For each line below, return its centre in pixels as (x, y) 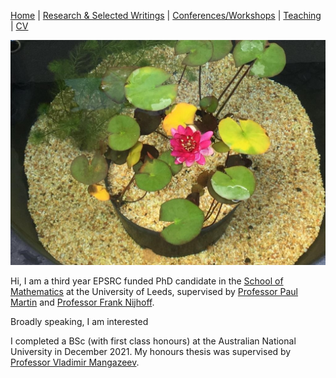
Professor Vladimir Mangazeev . (75, 362)
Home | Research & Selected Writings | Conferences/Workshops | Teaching (166, 15)
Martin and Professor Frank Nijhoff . (82, 302)
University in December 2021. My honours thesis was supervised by (151, 351)
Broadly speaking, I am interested (79, 321)
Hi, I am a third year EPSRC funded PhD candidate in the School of (147, 281)
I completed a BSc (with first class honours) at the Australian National (153, 341)
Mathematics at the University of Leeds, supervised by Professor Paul (154, 291)
